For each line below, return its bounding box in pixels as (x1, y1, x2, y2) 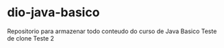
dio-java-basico (7, 5, 100, 20)
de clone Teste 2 (7, 34, 55, 42)
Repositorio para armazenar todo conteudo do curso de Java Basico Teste (7, 27, 217, 35)
